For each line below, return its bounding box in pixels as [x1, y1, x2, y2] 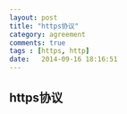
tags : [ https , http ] [9, 47, 90, 56]
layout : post [9, 13, 58, 22]
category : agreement [9, 30, 87, 39]
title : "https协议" [9, 22, 80, 31]
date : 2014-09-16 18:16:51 [9, 55, 118, 64]
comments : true [9, 38, 66, 48]
